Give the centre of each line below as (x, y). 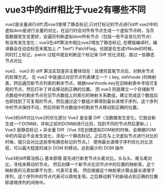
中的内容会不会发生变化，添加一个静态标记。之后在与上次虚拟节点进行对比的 (81, 136)
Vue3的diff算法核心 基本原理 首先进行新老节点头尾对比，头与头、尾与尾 (76, 158)
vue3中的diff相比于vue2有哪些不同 (75, 10)
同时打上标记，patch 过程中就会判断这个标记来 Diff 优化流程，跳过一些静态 (80, 54)
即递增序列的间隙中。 (26, 182)
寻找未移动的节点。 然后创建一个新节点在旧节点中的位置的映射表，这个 (84, 164)
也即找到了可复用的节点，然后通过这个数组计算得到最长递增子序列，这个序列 (81, 101)
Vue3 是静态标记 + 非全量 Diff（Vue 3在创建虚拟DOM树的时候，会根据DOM (81, 129)
